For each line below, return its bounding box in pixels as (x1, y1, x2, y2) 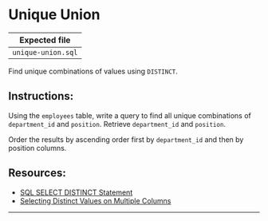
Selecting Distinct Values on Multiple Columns (19, 195, 171, 205)
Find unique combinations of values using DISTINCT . (8, 66, 178, 76)
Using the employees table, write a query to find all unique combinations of (8, 110, 251, 120)
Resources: (8, 166, 66, 180)
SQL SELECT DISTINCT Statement (19, 187, 133, 197)
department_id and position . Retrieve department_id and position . (8, 119, 226, 128)
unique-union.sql (12, 48, 78, 57)
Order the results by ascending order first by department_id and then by (8, 134, 244, 144)
